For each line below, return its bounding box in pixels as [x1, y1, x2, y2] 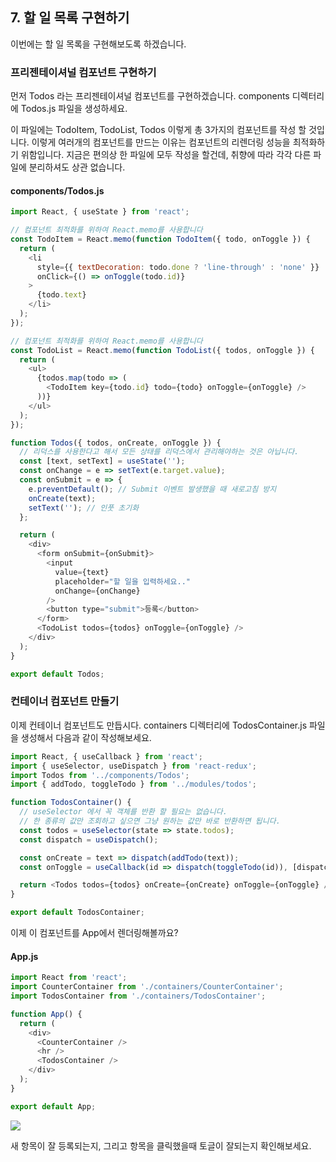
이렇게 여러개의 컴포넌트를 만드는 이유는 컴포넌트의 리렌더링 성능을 [31, 136, 291, 148]
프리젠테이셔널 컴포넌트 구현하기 [10, 65, 157, 79]
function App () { [10, 1009, 83, 1019]
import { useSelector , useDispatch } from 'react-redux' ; [10, 761, 257, 771]
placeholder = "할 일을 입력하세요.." [54, 576, 191, 587]
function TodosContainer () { [10, 798, 132, 808]
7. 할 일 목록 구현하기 [10, 9, 130, 27]
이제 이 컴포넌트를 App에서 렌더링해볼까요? [10, 927, 179, 939]
